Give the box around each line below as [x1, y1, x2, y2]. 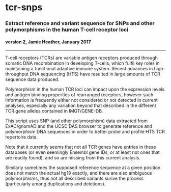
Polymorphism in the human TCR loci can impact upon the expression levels [5, 86, 165, 93]
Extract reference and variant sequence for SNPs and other [5, 20, 155, 27]
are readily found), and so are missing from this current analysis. [5, 155, 141, 161]
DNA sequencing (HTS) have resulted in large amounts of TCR [30, 71, 160, 77]
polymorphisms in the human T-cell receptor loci [5, 26, 129, 33]
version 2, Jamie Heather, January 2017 [5, 39, 91, 45]
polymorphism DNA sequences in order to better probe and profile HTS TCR [5, 129, 165, 135]
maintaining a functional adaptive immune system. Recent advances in [5, 66, 153, 72]
